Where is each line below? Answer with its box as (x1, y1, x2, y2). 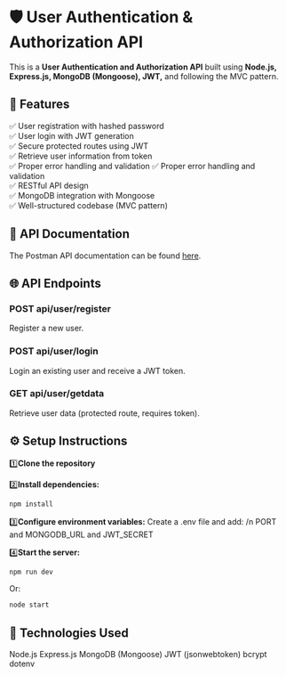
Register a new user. (9, 322, 84, 334)
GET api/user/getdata (9, 387, 105, 400)
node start (9, 600, 50, 610)
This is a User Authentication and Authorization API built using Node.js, (9, 61, 277, 72)
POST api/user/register (9, 302, 111, 314)
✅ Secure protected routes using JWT (9, 140, 149, 151)
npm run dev (9, 567, 53, 576)
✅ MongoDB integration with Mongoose (9, 190, 155, 200)
